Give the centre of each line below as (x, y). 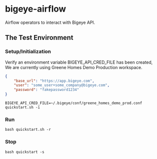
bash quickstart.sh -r (28, 130)
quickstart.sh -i (23, 107)
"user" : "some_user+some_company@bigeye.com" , (62, 85)
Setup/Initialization (28, 52)
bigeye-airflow (36, 9)
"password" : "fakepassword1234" (46, 90)
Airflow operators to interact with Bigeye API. (50, 22)
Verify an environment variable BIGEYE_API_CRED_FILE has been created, (79, 62)
